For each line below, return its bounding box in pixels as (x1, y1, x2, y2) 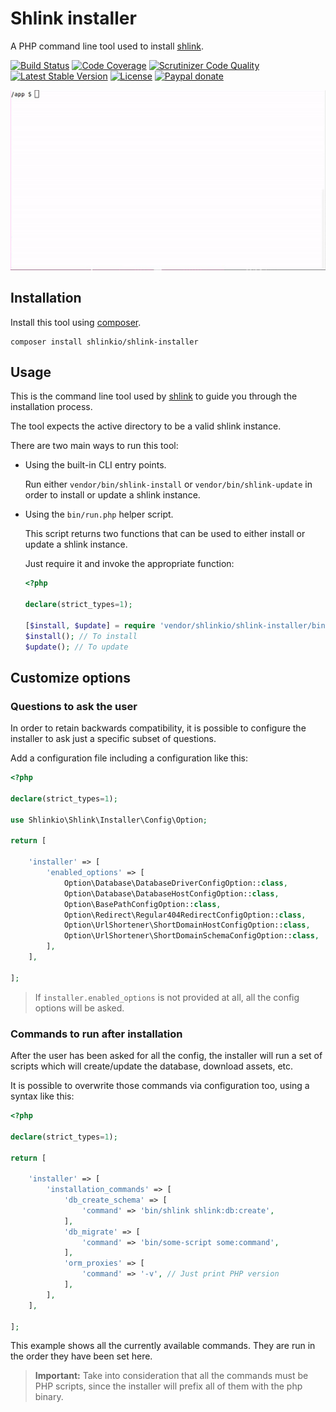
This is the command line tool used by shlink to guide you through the (10, 390, 298, 402)
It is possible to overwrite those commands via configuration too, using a (10, 1080, 310, 1092)
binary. (34, 1391, 64, 1403)
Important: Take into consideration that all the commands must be (34, 1370, 309, 1382)
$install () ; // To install (24, 631, 138, 641)
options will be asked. (34, 1002, 125, 1014)
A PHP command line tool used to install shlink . (10, 40, 204, 52)
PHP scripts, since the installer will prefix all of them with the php (34, 1380, 303, 1392)
